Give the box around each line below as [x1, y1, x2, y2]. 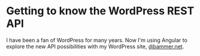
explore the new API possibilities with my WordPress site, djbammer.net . [6, 43, 184, 50]
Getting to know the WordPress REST [6, 4, 195, 18]
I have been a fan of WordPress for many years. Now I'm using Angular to [6, 36, 187, 43]
